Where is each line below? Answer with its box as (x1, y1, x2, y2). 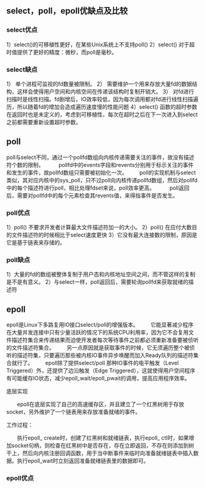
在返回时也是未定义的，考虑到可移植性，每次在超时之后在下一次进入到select (6, 111, 198, 118)
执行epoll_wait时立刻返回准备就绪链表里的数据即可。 (16, 457, 149, 465)
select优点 (6, 26, 38, 34)
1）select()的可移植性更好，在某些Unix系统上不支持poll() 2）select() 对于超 (6, 40, 195, 48)
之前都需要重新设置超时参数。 (6, 118, 81, 125)
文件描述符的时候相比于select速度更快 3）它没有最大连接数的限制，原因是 (11, 231, 198, 238)
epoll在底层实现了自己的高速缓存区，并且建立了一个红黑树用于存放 (16, 401, 184, 408)
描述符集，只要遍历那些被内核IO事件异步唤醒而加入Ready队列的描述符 (16, 352, 193, 359)
